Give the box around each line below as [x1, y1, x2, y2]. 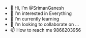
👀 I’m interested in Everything [10, 10, 72, 16]
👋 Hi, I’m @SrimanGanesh [10, 5, 65, 11]
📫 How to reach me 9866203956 [10, 27, 81, 33]
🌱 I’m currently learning [10, 16, 60, 22]
